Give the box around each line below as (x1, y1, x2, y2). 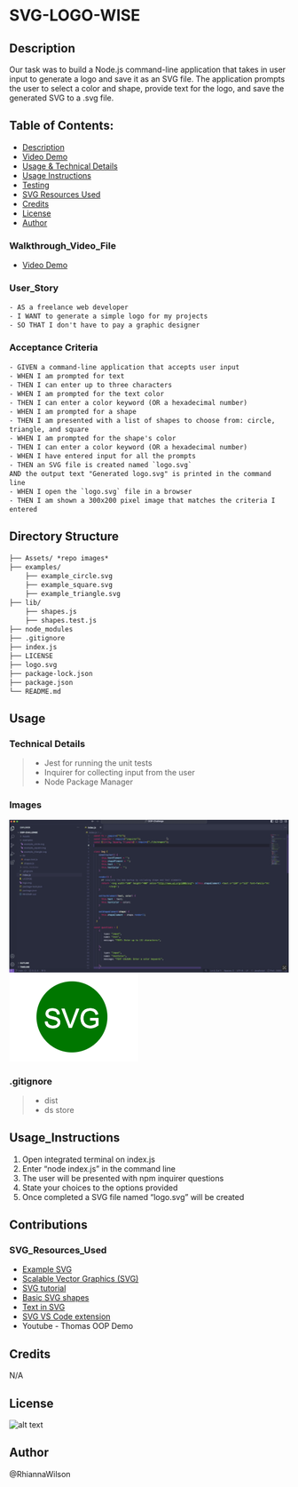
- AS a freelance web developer (9, 303, 129, 312)
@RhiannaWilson (9, 1468, 71, 1479)
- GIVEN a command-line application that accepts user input (9, 362, 240, 371)
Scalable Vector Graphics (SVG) (21, 1274, 139, 1284)
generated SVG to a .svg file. (9, 92, 114, 103)
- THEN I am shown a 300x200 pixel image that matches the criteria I (9, 496, 276, 505)
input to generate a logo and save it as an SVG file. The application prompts (9, 74, 286, 84)
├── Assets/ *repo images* (9, 553, 109, 562)
